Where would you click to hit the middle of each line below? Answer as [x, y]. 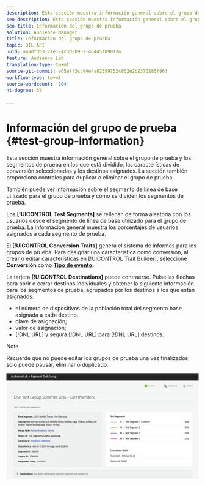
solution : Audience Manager [42, 32]
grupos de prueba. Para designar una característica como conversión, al [97, 252]
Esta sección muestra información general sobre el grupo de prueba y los [99, 158]
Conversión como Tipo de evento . [50, 265]
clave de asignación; [41, 321]
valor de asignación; [41, 328]
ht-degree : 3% [24, 91]
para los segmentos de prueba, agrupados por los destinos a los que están [101, 290]
